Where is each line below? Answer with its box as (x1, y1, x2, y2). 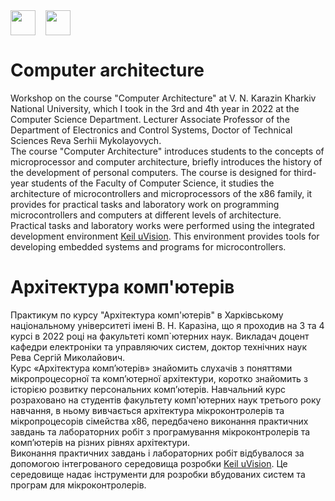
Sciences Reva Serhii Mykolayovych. (10, 134, 162, 146)
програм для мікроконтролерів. (10, 479, 147, 491)
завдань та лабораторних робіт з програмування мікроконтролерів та (10, 425, 311, 438)
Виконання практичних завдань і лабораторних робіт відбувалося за (10, 447, 305, 459)
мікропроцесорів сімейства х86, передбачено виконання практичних (10, 415, 309, 427)
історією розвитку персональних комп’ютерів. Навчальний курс (10, 383, 287, 395)
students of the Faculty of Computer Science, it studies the (30, 177, 275, 189)
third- (293, 166, 317, 178)
